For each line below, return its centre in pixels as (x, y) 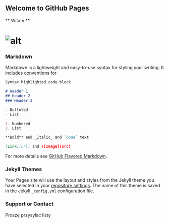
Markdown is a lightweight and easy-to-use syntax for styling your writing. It (84, 68)
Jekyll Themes (24, 169)
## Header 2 (18, 96)
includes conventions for (31, 73)
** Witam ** (18, 20)
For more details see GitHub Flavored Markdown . (56, 156)
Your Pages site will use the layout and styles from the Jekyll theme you (80, 180)
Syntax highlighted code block (38, 82)
